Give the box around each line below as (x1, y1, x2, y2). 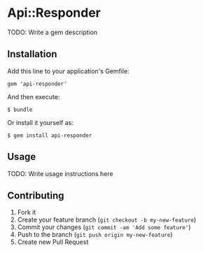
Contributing (7, 189, 64, 201)
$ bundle (7, 106, 33, 113)
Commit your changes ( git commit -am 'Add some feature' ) (17, 223, 191, 231)
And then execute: (7, 92, 60, 101)
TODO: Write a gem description (7, 28, 98, 36)
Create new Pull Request (17, 238, 89, 246)
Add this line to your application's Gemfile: (7, 66, 129, 75)
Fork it (17, 208, 36, 217)
